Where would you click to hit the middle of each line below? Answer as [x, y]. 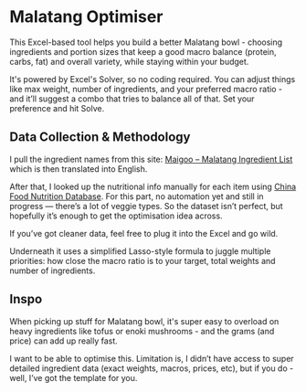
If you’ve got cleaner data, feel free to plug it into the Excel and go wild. [144, 233]
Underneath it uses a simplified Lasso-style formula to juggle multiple [140, 251]
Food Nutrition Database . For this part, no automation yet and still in [137, 196]
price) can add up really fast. [64, 341]
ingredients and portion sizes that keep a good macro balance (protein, [143, 51]
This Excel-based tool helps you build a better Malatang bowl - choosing [146, 42]
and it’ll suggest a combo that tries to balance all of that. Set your [132, 99]
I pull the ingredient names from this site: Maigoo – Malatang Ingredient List [151, 159]
